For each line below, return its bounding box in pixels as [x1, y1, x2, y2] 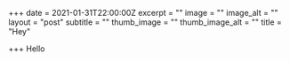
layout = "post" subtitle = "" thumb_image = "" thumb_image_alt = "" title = [8, 17, 282, 27]
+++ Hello [8, 43, 45, 54]
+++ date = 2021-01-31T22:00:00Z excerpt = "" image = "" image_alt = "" [8, 8, 278, 18]
